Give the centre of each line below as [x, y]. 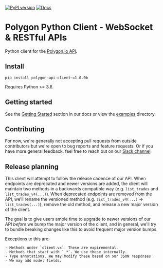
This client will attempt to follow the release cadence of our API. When [75, 179]
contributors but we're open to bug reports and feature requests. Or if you [79, 146]
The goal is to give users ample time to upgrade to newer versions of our [78, 219]
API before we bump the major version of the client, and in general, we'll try [81, 224]
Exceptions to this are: [27, 239]
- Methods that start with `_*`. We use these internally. [66, 252]
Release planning [32, 167]
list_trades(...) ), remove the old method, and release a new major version [81, 205]
